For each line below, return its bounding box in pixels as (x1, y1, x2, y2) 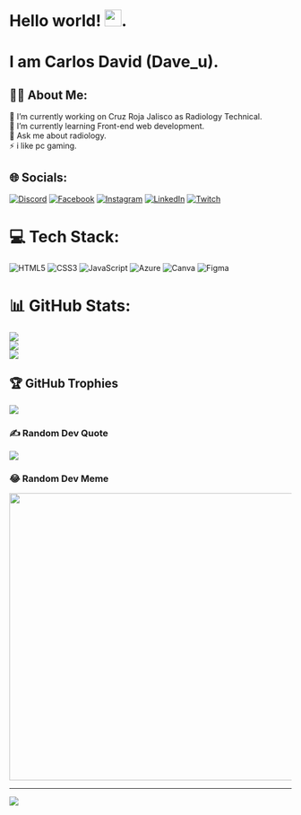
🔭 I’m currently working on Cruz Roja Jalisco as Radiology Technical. (9, 111, 262, 122)
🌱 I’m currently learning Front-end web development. (9, 121, 205, 132)
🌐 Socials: (9, 170, 68, 185)
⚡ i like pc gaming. (9, 140, 78, 152)
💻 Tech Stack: (9, 227, 120, 247)
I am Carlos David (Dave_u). (9, 52, 219, 72)
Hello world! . (9, 11, 127, 31)
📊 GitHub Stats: (9, 296, 132, 316)
